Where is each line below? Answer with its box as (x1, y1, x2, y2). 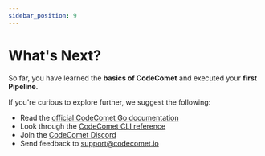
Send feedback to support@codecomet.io (19, 138, 159, 148)
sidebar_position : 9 (8, 11, 78, 20)
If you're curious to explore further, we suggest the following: (8, 97, 211, 107)
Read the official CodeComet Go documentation (19, 113, 179, 122)
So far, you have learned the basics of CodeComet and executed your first (8, 73, 258, 83)
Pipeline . (8, 81, 39, 91)
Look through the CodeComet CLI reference (19, 121, 166, 131)
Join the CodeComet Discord (19, 129, 116, 139)
